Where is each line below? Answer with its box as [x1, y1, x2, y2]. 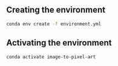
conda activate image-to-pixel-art [6, 54, 96, 60]
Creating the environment [6, 5, 106, 15]
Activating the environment [6, 38, 112, 48]
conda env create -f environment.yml [6, 21, 102, 27]
